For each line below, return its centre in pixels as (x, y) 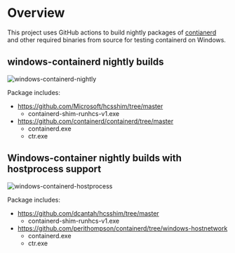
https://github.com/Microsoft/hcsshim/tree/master (90, 106)
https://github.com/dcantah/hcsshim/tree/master (88, 213)
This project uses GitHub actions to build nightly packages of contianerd (112, 32)
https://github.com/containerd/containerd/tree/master (95, 121)
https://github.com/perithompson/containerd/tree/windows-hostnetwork (122, 228)
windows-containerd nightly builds (86, 62)
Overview (36, 13)
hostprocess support (54, 169)
